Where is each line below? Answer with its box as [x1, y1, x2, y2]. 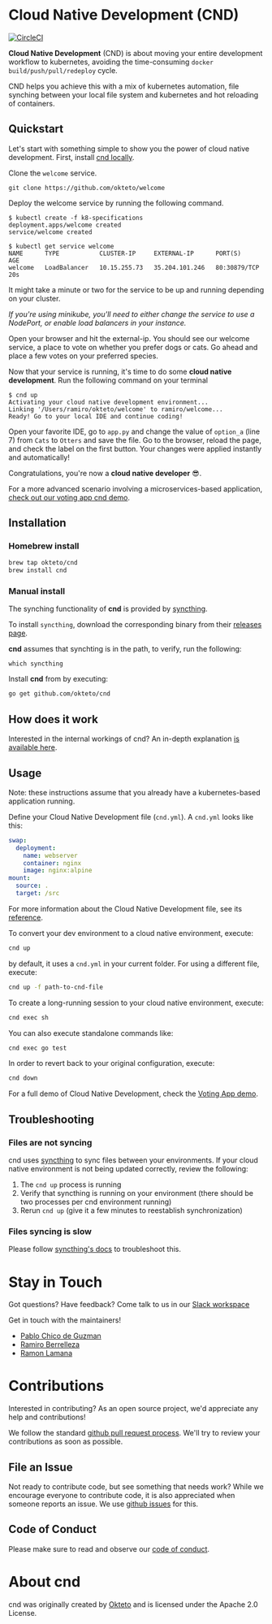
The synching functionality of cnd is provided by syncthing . [8, 604, 209, 614]
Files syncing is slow [8, 1225, 92, 1236]
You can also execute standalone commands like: [8, 1028, 174, 1037]
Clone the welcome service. [8, 168, 97, 178]
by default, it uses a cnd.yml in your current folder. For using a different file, [8, 959, 260, 968]
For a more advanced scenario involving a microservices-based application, [8, 483, 263, 493]
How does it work [8, 712, 99, 726]
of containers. [8, 98, 55, 108]
